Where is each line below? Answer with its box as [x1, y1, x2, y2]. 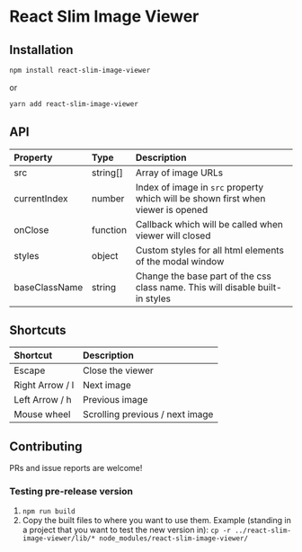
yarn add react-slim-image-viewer [9, 99, 139, 109]
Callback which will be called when [135, 218, 283, 230]
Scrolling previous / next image [82, 408, 214, 421]
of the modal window [135, 254, 225, 267]
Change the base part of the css [135, 270, 271, 282]
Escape [13, 364, 46, 377]
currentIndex [13, 191, 68, 204]
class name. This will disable [135, 280, 256, 293]
